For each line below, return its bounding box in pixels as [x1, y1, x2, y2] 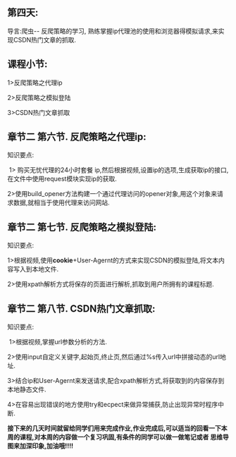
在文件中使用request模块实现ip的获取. [7, 175, 118, 183]
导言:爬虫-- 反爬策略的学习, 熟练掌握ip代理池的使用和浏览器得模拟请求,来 [7, 27, 218, 35]
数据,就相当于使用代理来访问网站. [13, 198, 111, 207]
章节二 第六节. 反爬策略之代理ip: [7, 131, 147, 143]
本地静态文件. [7, 385, 47, 394]
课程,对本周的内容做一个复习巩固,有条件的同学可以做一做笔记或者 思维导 [19, 433, 229, 441]
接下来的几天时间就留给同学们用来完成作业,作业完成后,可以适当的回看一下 [7, 424, 222, 432]
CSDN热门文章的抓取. [13, 35, 76, 44]
